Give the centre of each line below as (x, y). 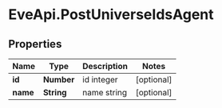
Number (59, 79)
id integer (100, 79)
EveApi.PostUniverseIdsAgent (111, 15)
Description (105, 66)
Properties (35, 44)
